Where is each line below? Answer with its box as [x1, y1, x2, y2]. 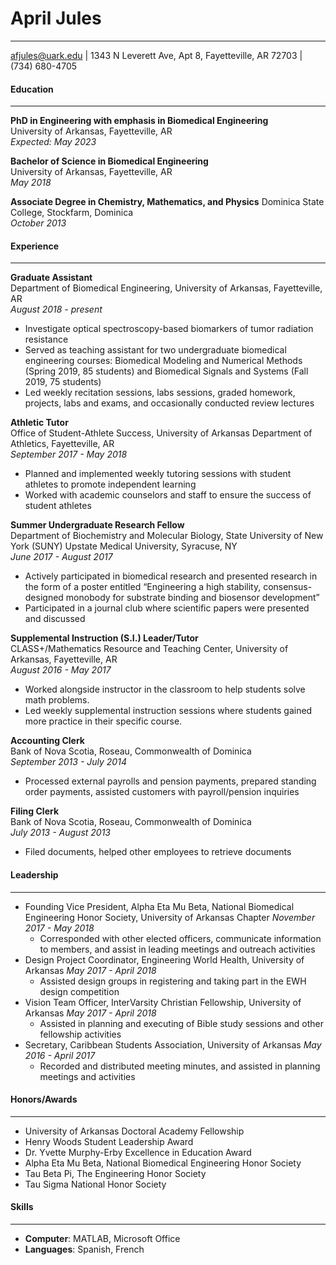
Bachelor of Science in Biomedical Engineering [10, 155, 209, 167]
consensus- [263, 581, 313, 593]
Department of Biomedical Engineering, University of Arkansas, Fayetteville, [10, 282, 323, 294]
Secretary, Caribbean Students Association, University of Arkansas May [24, 1038, 322, 1051]
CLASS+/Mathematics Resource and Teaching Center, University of [10, 643, 289, 655]
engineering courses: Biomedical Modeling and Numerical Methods [24, 355, 303, 367]
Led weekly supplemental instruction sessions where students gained [24, 705, 313, 717]
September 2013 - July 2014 [10, 756, 127, 768]
